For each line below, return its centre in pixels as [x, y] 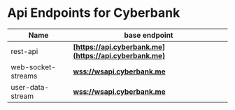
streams [24, 76]
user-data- [30, 87]
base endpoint [149, 35]
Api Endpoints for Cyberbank [94, 13]
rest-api [24, 51]
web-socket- [33, 67]
